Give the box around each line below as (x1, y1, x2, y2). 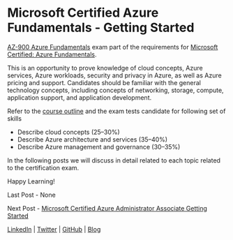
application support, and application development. (7, 93, 152, 102)
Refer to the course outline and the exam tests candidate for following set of (7, 107, 226, 115)
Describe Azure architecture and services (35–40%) (17, 135, 168, 144)
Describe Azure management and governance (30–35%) (17, 142, 181, 151)
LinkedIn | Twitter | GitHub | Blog (7, 225, 101, 233)
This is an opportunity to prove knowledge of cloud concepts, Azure (7, 63, 204, 72)
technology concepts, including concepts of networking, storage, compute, (7, 86, 225, 94)
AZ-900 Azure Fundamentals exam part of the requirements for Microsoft (7, 43, 218, 51)
